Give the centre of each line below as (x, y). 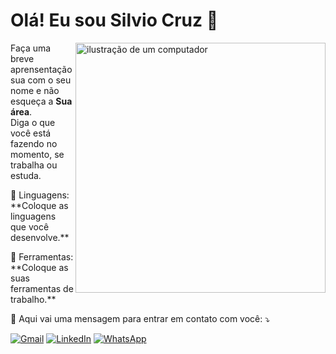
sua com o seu (41, 80)
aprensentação (41, 69)
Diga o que (33, 122)
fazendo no (34, 143)
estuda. (26, 175)
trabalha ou (34, 165)
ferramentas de (42, 288)
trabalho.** (33, 299)
